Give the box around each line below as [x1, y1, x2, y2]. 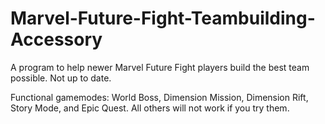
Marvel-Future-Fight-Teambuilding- [10, 7, 316, 30]
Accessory [10, 28, 103, 51]
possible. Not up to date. [10, 72, 112, 84]
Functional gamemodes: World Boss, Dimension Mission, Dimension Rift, [10, 91, 309, 103]
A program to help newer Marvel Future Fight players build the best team [10, 61, 310, 73]
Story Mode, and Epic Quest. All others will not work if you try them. [10, 102, 290, 114]
